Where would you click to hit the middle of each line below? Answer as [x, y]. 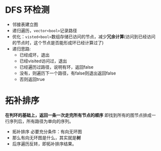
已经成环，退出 [34, 55]
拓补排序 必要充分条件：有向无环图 [47, 132]
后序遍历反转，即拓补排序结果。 [44, 144]
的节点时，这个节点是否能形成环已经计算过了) [58, 42]
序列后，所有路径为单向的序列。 [41, 121]
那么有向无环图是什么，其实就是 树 [46, 137]
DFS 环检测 [27, 10]
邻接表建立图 [25, 24]
